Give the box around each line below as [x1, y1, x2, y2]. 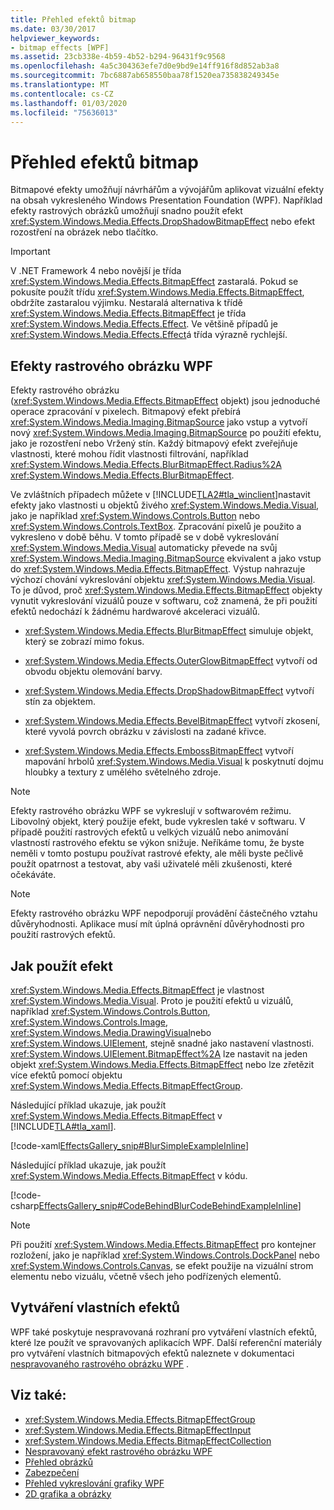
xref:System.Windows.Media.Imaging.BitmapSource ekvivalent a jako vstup [10, 552, 322, 565]
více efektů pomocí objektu [10, 1069, 123, 1081]
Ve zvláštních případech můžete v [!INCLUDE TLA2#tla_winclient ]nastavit [10, 489, 311, 501]
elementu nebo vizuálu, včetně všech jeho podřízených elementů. [10, 1270, 282, 1282]
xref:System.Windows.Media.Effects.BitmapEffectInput [24, 1424, 252, 1436]
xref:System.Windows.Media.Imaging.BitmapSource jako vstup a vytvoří [10, 416, 308, 428]
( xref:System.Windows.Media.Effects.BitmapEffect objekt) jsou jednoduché [10, 395, 321, 407]
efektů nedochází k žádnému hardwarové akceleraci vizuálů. [10, 606, 261, 618]
